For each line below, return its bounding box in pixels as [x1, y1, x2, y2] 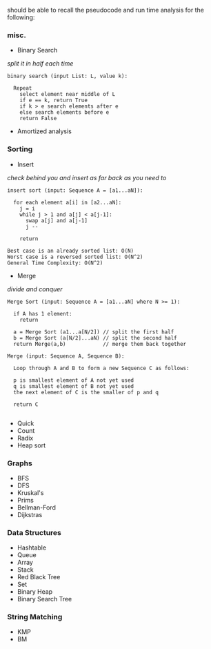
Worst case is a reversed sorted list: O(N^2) [7, 253, 143, 260]
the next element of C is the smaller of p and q [13, 389, 159, 396]
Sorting [7, 144, 33, 154]
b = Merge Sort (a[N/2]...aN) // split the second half [13, 334, 177, 341]
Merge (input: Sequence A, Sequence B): [7, 352, 125, 360]
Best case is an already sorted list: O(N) [7, 247, 134, 254]
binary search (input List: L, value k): [7, 72, 128, 80]
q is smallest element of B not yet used [13, 382, 134, 389]
